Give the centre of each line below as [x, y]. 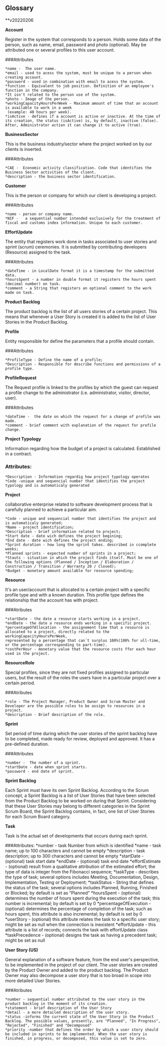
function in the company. [32, 90]
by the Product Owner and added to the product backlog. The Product [77, 970]
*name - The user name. [31, 68]
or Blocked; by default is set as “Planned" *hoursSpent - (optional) [73, 893]
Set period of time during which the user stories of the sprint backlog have [81, 733]
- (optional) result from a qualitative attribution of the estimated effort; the [80, 867]
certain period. [20, 683]
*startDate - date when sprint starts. [46, 767]
